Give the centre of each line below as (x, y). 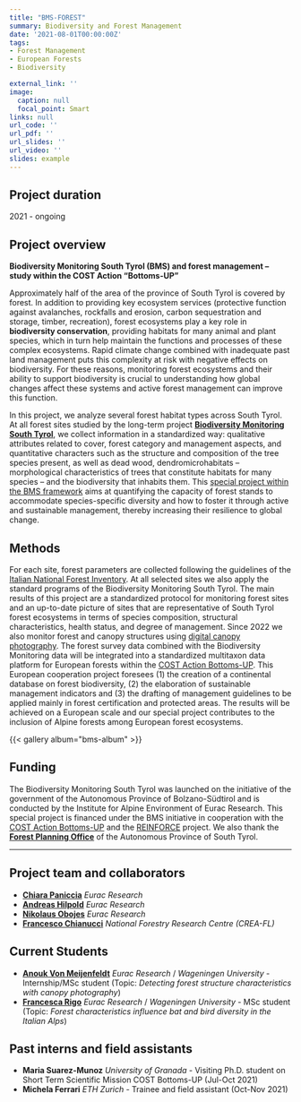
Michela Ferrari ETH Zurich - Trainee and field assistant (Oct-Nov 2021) (155, 1089)
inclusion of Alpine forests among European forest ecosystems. (126, 722)
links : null (31, 117)
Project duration (55, 195)
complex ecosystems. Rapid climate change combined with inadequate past (150, 350)
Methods (35, 548)
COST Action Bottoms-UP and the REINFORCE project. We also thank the (144, 827)
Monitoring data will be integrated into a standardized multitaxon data (138, 656)
